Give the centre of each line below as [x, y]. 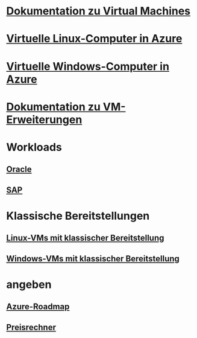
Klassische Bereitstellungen [78, 216]
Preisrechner [31, 327]
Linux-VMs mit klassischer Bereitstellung [85, 238]
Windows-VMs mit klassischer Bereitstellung [93, 259]
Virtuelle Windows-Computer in [88, 66]
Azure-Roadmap [38, 307]
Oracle [19, 169]
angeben [29, 284]
